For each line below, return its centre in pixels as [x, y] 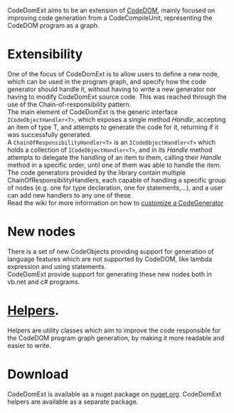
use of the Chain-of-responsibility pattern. [69, 104]
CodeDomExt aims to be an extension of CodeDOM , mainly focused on [111, 10]
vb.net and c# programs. [44, 282]
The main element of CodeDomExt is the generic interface [92, 112]
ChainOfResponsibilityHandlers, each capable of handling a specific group [117, 180]
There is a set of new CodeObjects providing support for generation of [111, 251]
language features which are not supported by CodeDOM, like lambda [110, 259]
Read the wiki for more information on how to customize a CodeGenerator [116, 203]
